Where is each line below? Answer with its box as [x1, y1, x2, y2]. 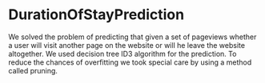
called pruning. [8, 65, 58, 75]
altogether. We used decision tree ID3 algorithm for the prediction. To [8, 49, 237, 58]
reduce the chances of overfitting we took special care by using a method [8, 57, 252, 67]
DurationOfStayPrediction [8, 6, 185, 24]
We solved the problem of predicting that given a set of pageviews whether [8, 32, 257, 41]
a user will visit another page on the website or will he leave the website [8, 40, 246, 49]
